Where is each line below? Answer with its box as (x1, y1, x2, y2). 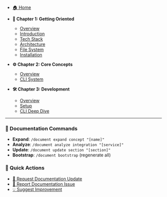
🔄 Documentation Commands (5, 125, 78, 132)
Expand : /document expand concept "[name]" (12, 136, 105, 143)
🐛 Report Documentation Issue (12, 181, 76, 187)
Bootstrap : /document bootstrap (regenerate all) (12, 152, 111, 158)
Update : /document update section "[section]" (12, 147, 111, 153)
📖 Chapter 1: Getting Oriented (12, 16, 75, 22)
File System (19, 47, 44, 52)
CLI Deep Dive (19, 108, 50, 114)
